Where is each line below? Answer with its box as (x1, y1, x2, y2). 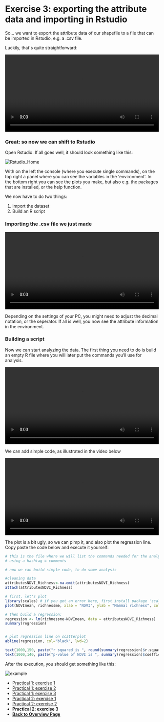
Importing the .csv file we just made (5, 220, 92, 227)
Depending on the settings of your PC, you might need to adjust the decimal (5, 313, 158, 319)
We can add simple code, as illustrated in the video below (5, 448, 121, 454)
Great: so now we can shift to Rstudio (5, 138, 95, 145)
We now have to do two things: (5, 193, 67, 199)
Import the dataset (12, 203, 50, 209)
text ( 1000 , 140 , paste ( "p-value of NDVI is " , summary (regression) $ (5, 652, 145, 657)
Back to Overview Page (12, 711, 61, 717)
